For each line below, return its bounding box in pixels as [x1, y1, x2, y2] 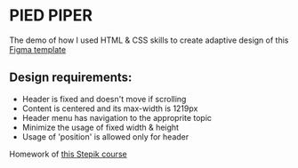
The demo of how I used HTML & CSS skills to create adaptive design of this [9, 35, 289, 45]
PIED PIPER [9, 5, 93, 26]
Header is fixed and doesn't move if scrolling [21, 93, 187, 104]
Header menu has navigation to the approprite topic [21, 112, 212, 123]
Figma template [9, 44, 67, 54]
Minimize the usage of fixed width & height [21, 122, 180, 132]
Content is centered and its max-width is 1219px [21, 103, 198, 114]
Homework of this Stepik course [9, 148, 127, 159]
